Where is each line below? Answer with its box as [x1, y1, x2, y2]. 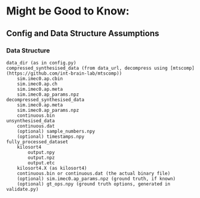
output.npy [28, 149, 55, 155]
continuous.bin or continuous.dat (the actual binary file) [17, 170, 171, 176]
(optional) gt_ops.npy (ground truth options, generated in [17, 181, 171, 187]
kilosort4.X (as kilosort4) [17, 165, 87, 171]
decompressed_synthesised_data [6, 96, 85, 103]
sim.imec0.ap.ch [17, 81, 58, 87]
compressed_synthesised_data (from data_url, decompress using [6, 65, 168, 71]
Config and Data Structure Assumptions [6, 28, 159, 39]
